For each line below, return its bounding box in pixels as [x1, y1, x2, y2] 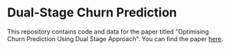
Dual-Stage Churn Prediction [7, 5, 177, 21]
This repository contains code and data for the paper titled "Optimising [7, 27, 209, 36]
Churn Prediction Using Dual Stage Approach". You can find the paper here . [7, 34, 224, 42]
